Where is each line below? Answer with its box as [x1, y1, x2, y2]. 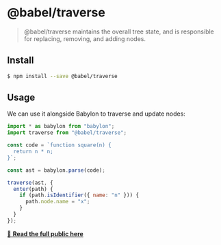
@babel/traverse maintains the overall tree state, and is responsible [23, 27, 214, 36]
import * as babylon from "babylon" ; [7, 123, 115, 130]
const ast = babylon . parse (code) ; [7, 166, 106, 174]
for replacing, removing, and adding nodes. [23, 34, 146, 42]
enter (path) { [13, 185, 53, 192]
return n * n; [13, 149, 53, 155]
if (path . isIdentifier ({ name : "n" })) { [19, 192, 139, 199]
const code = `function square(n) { [7, 142, 112, 149]
